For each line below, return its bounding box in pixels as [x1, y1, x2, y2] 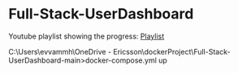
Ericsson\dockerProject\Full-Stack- [113, 47, 231, 56]
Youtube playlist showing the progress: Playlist [8, 31, 165, 41]
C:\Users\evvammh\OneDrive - [8, 47, 112, 56]
